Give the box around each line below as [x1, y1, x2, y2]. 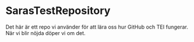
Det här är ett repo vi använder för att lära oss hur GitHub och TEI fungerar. [5, 23, 189, 30]
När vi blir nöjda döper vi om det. [5, 29, 86, 36]
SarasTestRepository [5, 4, 111, 17]
